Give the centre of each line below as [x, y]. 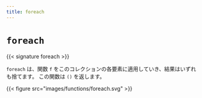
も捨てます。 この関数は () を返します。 [56, 76]
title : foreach [25, 12]
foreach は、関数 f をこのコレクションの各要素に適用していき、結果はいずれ [101, 69]
